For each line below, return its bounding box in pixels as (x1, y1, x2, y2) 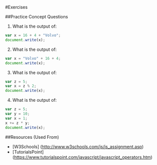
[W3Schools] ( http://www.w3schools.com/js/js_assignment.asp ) (12, 143, 144, 150)
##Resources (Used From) (5, 134, 59, 140)
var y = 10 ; (5, 111, 30, 116)
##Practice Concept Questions (5, 14, 68, 19)
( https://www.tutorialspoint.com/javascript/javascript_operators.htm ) (12, 154, 153, 160)
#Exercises (5, 4, 28, 10)
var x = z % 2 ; (5, 83, 37, 88)
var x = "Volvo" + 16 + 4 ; (5, 56, 61, 61)
